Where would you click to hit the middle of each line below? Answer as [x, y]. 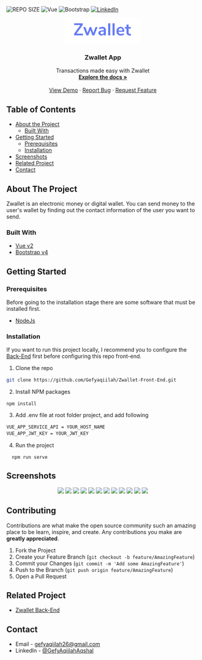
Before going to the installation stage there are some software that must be [101, 302]
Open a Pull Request [41, 576]
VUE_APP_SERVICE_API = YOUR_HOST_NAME [56, 427]
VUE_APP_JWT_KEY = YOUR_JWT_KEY [47, 434]
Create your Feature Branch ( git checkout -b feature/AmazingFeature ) [105, 557]
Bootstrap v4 [32, 252]
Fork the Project [36, 550]
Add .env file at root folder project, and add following [82, 415]
